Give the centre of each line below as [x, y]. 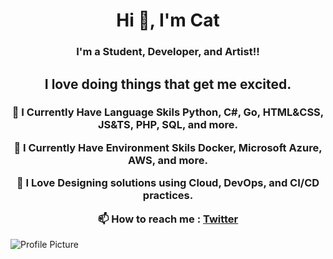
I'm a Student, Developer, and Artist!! [168, 52]
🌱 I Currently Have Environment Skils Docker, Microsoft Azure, [168, 147]
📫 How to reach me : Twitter [168, 219]
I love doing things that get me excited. [168, 84]
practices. [168, 196]
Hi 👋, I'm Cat [168, 20]
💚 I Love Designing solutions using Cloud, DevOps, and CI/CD [168, 183]
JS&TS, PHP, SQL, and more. [168, 125]
